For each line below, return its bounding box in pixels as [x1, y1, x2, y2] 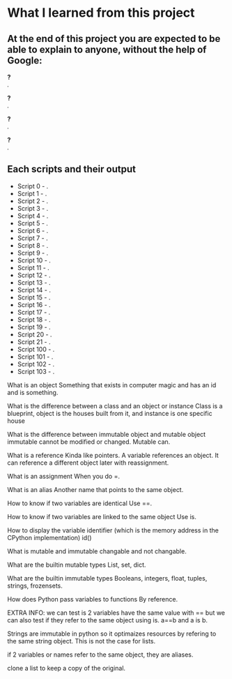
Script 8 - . [17, 241, 49, 249]
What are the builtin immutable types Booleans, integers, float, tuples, [7, 574, 208, 582]
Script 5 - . [17, 218, 49, 227]
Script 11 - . [17, 263, 50, 271]
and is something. [7, 388, 59, 396]
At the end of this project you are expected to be [7, 33, 221, 45]
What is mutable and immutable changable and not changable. [7, 546, 187, 555]
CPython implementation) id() [7, 533, 92, 542]
